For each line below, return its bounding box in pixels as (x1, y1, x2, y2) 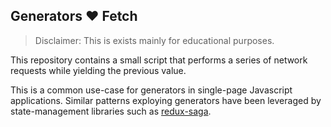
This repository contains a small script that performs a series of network (10, 54, 308, 66)
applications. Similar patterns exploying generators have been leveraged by (10, 94, 322, 106)
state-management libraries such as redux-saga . (10, 105, 212, 117)
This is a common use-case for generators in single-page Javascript (10, 84, 293, 96)
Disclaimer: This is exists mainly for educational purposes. (34, 34, 275, 46)
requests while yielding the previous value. (10, 64, 187, 76)
